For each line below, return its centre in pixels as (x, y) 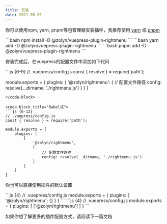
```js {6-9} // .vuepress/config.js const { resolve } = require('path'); (75, 71)
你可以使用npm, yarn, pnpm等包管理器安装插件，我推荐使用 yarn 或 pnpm (83, 30)
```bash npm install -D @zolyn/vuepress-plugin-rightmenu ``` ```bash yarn (82, 40)
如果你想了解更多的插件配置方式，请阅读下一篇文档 (59, 216)
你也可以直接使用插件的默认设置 (39, 185)
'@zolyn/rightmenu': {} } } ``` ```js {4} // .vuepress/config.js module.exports (83, 200)
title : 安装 (17, 10)
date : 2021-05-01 (24, 15)
